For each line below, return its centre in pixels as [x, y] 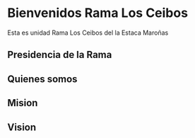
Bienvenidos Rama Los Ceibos [98, 13]
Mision [23, 103]
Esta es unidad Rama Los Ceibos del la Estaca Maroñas [88, 33]
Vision [22, 127]
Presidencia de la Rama [60, 55]
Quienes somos [42, 79]
